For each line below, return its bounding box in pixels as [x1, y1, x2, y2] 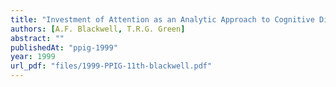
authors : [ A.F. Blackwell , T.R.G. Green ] [10, 24, 186, 34]
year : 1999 [10, 52, 56, 62]
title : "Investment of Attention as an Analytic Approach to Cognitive [10, 14, 315, 25]
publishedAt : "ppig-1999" [10, 42, 118, 53]
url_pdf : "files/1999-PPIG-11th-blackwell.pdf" [10, 61, 213, 71]
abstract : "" [10, 33, 65, 43]
